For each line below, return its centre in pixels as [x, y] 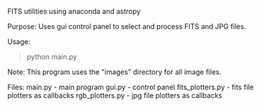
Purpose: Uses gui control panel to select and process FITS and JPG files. [127, 26]
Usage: [19, 41]
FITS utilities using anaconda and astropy [74, 11]
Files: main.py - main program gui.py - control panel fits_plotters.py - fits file [131, 87]
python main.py [52, 57]
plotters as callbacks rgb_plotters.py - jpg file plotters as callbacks [115, 95]
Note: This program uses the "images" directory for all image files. [115, 72]
